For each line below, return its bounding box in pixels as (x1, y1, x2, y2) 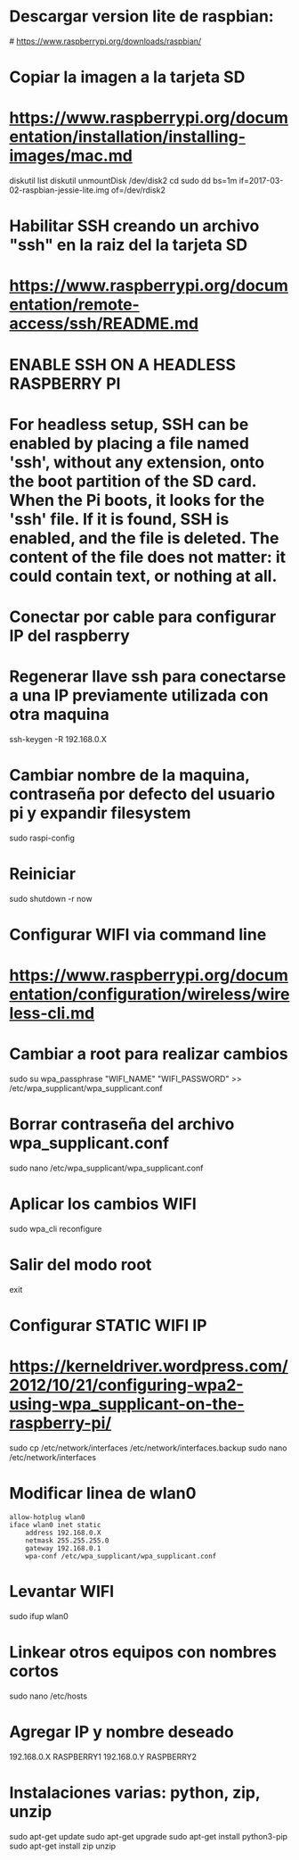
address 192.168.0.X (25, 1528, 101, 1537)
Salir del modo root (9, 1255, 152, 1275)
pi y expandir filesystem (9, 803, 191, 823)
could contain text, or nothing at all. (9, 566, 278, 586)
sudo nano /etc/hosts (9, 1691, 87, 1701)
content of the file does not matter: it (9, 547, 287, 567)
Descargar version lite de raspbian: (9, 6, 274, 27)
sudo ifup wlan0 (9, 1610, 69, 1621)
